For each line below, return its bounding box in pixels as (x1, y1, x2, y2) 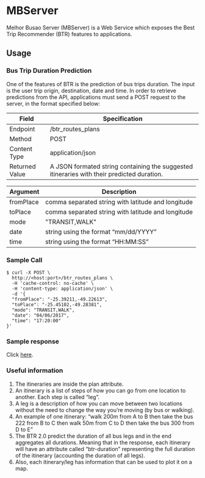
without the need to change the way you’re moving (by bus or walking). (15, 406, 195, 413)
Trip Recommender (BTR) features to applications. (6, 30, 132, 37)
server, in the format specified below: (6, 100, 101, 107)
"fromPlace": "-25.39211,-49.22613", (12, 296, 108, 303)
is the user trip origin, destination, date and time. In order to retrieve (6, 87, 177, 94)
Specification (103, 114, 143, 123)
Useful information (6, 366, 63, 375)
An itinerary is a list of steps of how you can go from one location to (15, 386, 186, 394)
